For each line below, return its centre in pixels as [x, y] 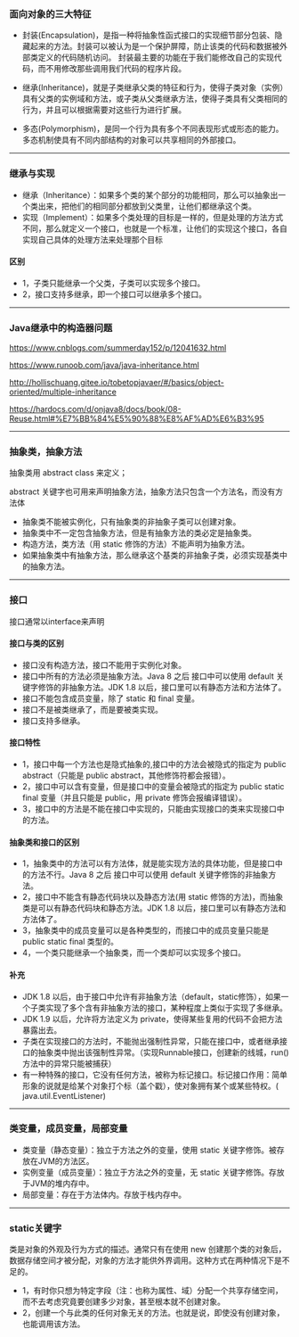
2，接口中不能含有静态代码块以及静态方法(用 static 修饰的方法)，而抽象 [153, 897]
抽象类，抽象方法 [46, 452]
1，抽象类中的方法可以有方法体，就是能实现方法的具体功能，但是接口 [149, 863]
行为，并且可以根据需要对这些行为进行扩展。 [104, 110]
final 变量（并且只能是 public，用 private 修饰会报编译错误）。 [134, 798]
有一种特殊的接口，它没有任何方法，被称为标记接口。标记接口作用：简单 [154, 1074]
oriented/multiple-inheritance [63, 392]
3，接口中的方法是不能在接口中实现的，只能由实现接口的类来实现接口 [149, 809]
